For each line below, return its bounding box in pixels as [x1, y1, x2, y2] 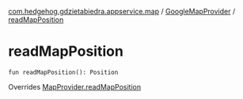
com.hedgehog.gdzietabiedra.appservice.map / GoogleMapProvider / [8, 7, 236, 16]
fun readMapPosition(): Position [8, 68, 119, 76]
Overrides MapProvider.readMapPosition [8, 82, 141, 91]
